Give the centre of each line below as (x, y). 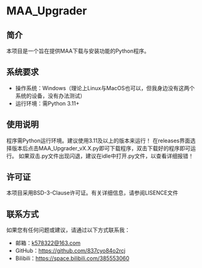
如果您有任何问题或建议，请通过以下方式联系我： (68, 230)
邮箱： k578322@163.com (48, 243)
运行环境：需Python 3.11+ (47, 103)
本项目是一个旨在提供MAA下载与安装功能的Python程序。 (78, 51)
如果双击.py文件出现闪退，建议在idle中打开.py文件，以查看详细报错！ (106, 156)
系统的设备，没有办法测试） (50, 96)
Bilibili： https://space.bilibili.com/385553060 (72, 258)
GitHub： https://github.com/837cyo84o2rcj (70, 251)
